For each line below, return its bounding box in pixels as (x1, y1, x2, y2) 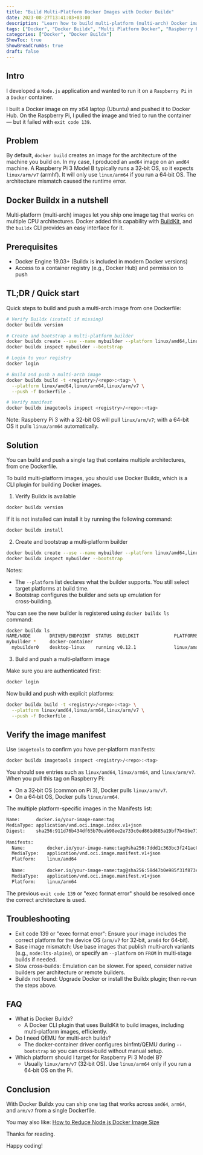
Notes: (6, 566, 23, 574)
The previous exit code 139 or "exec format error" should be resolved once (6, 890, 195, 897)
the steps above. (14, 981, 57, 989)
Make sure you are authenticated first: (6, 667, 101, 674)
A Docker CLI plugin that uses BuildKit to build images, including (24, 1021, 184, 1029)
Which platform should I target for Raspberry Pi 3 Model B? (14, 1054, 163, 1061)
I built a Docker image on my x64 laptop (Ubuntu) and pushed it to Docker (6, 105, 190, 112)
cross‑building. (14, 597, 53, 605)
